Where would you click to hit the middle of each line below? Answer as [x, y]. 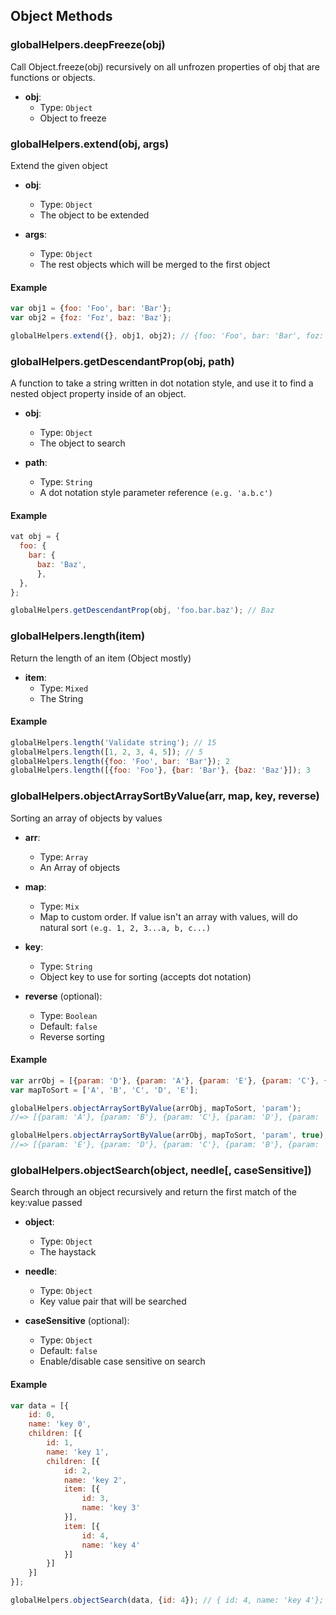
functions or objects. [53, 77]
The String [61, 698]
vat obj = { [35, 537]
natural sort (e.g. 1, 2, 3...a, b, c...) [125, 927]
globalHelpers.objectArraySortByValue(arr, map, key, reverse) [165, 796]
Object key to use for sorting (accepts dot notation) [145, 976]
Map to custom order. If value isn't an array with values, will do [168, 916]
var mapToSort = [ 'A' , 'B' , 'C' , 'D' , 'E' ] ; [104, 1090]
